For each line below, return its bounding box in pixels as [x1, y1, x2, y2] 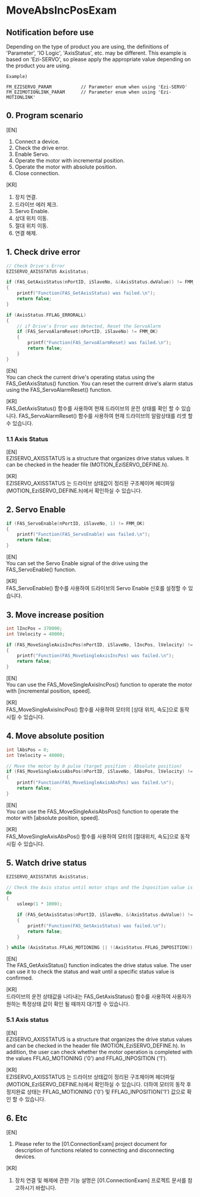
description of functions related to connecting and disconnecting [14, 1147, 174, 1154]
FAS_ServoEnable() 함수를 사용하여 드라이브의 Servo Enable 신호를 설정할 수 [6, 585, 187, 592]
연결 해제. [14, 229, 37, 236]
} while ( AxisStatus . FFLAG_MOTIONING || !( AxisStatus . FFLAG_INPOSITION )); [6, 944, 196, 950]
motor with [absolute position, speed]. [6, 814, 100, 821]
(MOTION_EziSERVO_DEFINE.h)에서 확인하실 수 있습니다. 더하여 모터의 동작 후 [6, 1080, 192, 1087]
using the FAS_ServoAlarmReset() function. [6, 386, 112, 393]
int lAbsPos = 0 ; [6, 747, 49, 753]
